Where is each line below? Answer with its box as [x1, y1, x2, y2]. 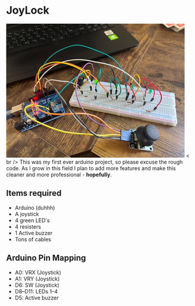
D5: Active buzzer [14, 294, 59, 301]
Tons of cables [14, 236, 52, 243]
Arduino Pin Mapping [6, 253, 86, 263]
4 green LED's [14, 217, 50, 224]
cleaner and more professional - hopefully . [6, 171, 112, 178]
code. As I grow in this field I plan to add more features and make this [6, 164, 177, 171]
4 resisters [14, 223, 42, 230]
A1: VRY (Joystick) [14, 275, 60, 282]
